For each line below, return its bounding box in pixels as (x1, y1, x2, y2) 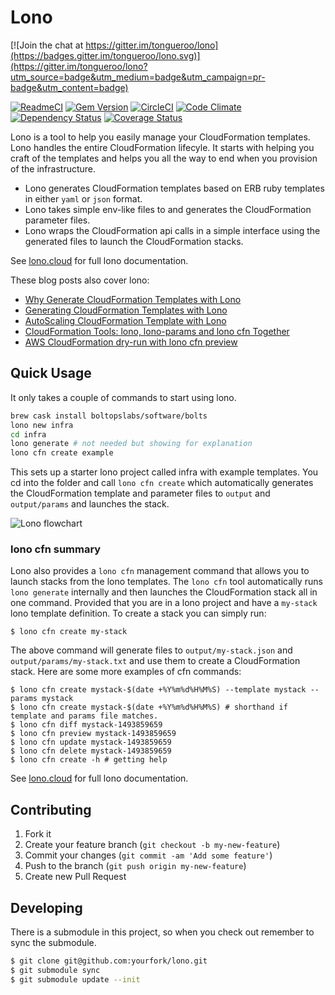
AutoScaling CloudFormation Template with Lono (24, 314, 227, 326)
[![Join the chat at (10, 39, 84, 51)
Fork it (24, 828, 52, 840)
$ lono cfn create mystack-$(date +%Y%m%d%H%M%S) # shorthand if (10, 702, 288, 713)
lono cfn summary (10, 542, 102, 556)
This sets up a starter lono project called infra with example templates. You (10, 466, 319, 478)
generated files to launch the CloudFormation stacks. (24, 235, 244, 247)
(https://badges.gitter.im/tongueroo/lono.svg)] (10, 49, 201, 61)
